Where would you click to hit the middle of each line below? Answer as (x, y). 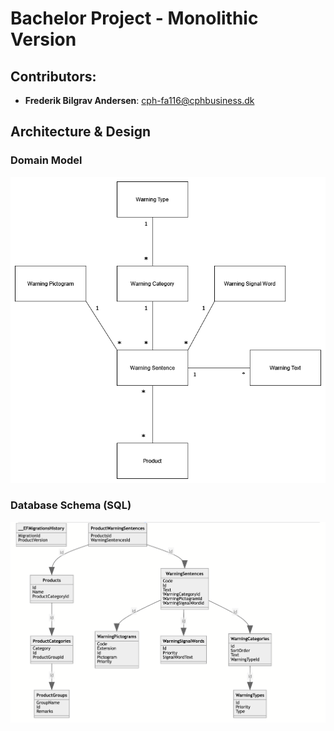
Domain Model (46, 160)
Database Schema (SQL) (71, 505)
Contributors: (53, 76)
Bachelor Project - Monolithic (134, 18)
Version (43, 39)
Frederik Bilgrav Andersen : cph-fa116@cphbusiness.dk (139, 100)
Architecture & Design (81, 132)
